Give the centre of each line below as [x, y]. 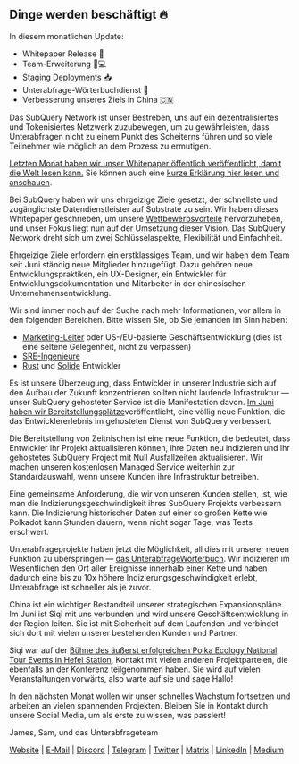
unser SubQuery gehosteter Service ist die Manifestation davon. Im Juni [142, 402]
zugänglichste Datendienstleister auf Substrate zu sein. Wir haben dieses [144, 208]
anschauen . [31, 182]
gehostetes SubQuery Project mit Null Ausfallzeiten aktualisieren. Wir [136, 457]
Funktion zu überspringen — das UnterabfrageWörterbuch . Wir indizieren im [149, 558]
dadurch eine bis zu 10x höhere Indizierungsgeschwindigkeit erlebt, [134, 577]
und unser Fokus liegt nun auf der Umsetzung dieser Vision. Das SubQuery [147, 228]
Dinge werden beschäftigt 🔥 [88, 15]
